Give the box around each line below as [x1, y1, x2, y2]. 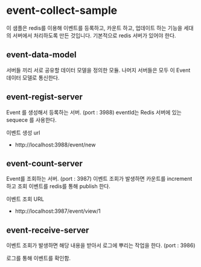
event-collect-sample [6, 4, 118, 17]
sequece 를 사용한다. [6, 116, 57, 124]
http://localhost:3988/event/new [14, 141, 96, 148]
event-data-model [6, 49, 77, 60]
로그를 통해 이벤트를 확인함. [6, 254, 71, 262]
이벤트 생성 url [6, 129, 40, 136]
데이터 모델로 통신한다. [6, 74, 60, 81]
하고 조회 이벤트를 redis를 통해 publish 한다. [6, 183, 110, 190]
